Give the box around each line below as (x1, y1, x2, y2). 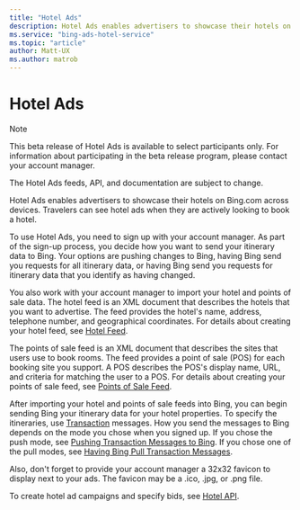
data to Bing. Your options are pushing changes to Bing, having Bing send (9, 250, 282, 261)
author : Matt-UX (9, 47, 70, 56)
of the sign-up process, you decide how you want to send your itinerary (9, 240, 276, 252)
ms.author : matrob (9, 55, 78, 64)
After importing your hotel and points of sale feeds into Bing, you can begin (9, 398, 287, 409)
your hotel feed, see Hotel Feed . (9, 325, 128, 336)
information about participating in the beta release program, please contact (9, 150, 287, 161)
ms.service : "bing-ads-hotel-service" (9, 30, 154, 39)
